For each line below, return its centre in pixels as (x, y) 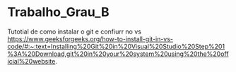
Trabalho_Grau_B (58, 12)
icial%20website (31, 61)
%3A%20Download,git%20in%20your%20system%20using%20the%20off (118, 54)
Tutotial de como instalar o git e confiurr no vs (74, 31)
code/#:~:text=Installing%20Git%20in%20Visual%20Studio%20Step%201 (116, 46)
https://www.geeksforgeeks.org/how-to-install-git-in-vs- (90, 38)
